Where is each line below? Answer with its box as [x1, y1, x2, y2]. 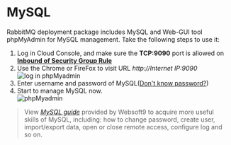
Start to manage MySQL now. [16, 86, 103, 95]
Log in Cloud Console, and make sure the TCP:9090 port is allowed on [16, 49, 225, 57]
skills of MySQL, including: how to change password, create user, [23, 115, 215, 124]
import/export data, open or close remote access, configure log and [23, 122, 222, 131]
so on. [23, 130, 43, 139]
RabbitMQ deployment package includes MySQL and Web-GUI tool [6, 28, 203, 36]
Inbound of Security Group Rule [16, 56, 113, 64]
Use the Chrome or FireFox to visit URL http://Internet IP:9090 [16, 64, 198, 72]
